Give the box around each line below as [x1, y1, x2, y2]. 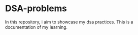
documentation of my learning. [5, 24, 68, 30]
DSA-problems [5, 3, 67, 14]
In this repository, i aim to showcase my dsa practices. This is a [5, 19, 134, 25]
